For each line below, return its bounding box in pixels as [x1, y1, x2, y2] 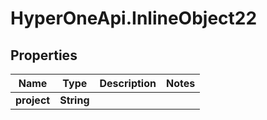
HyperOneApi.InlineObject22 [10, 7, 258, 30]
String [59, 93, 90, 107]
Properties [10, 47, 78, 64]
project [15, 93, 51, 107]
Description [99, 77, 157, 90]
